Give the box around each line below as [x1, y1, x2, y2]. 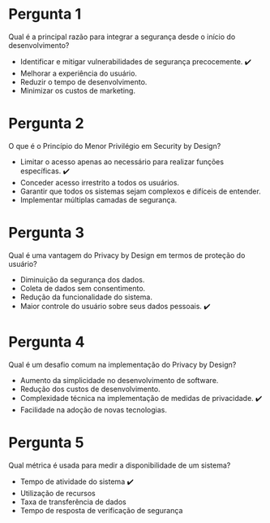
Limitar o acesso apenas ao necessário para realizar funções [19, 156, 225, 167]
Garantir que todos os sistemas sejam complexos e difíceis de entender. [19, 186, 261, 196]
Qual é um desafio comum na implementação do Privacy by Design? [8, 360, 237, 369]
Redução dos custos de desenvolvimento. [19, 384, 161, 394]
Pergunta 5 [8, 433, 84, 451]
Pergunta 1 [8, 5, 82, 24]
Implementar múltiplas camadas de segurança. [19, 194, 178, 204]
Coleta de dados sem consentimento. [19, 283, 146, 293]
